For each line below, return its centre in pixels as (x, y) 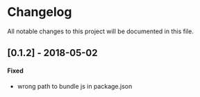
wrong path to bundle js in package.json (75, 86)
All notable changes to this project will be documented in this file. (101, 31)
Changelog (40, 12)
